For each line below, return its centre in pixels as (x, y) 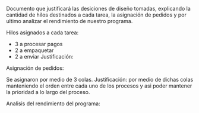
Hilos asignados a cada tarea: (42, 33)
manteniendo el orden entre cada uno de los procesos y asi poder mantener (99, 86)
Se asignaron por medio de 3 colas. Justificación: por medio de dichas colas (100, 80)
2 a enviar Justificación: (44, 56)
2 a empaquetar (34, 50)
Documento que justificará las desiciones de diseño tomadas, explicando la (99, 9)
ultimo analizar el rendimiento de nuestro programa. (70, 21)
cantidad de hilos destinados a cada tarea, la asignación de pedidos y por (97, 15)
